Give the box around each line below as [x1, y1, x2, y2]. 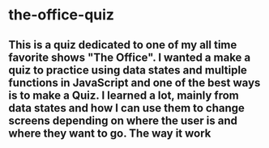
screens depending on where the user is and [8, 113, 237, 127]
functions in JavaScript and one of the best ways [8, 75, 261, 90]
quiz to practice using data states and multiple [8, 63, 247, 77]
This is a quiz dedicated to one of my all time [8, 38, 237, 52]
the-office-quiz [8, 6, 115, 24]
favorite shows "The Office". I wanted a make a [8, 50, 251, 64]
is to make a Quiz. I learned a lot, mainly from [8, 88, 239, 102]
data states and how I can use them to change [8, 101, 246, 115]
